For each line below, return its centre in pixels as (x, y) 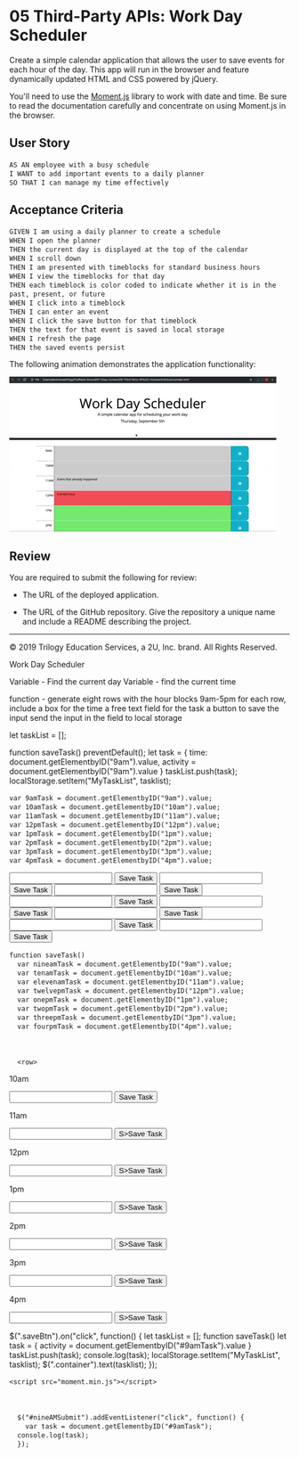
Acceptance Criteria (66, 210)
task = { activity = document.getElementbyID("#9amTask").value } (130, 1346)
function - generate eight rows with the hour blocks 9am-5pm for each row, (148, 699)
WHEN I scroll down (45, 258)
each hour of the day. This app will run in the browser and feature (129, 70)
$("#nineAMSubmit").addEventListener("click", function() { (131, 1418)
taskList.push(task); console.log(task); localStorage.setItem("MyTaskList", (145, 1355)
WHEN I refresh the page (55, 339)
